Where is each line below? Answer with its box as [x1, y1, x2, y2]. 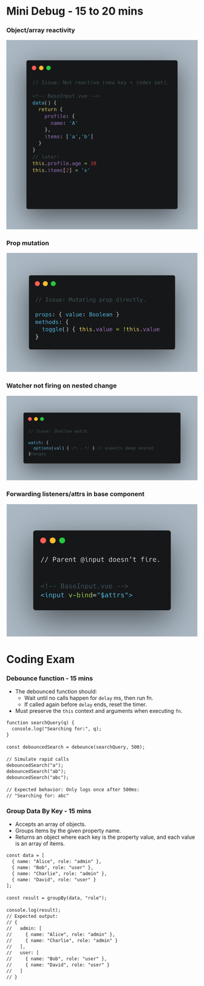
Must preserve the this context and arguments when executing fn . [15, 707, 183, 714]
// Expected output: [6, 914, 59, 920]
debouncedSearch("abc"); [6, 774, 69, 780]
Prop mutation [6, 238, 50, 247]
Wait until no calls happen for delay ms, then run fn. [24, 694, 154, 701]
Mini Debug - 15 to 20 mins [6, 4, 144, 18]
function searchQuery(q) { [6, 720, 75, 726]
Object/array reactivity [6, 26, 75, 35]
